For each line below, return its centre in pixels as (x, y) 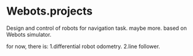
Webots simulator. (29, 34)
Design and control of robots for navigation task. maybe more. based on (96, 28)
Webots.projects (50, 11)
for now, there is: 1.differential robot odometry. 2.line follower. (83, 46)
